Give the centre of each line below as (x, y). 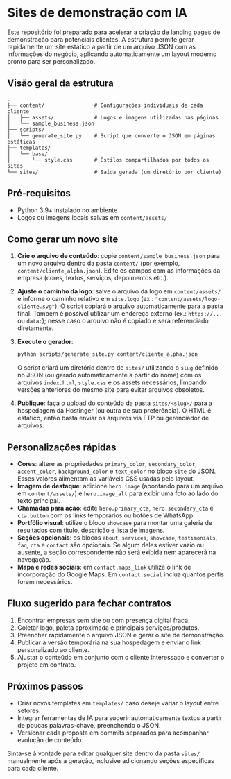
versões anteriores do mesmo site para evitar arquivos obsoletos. (111, 390)
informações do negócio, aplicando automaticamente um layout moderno (112, 54)
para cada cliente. (33, 768)
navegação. (34, 560)
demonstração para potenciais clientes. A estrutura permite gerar (101, 39)
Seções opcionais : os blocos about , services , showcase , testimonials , (117, 538)
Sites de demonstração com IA (97, 13)
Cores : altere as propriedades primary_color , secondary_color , (107, 464)
